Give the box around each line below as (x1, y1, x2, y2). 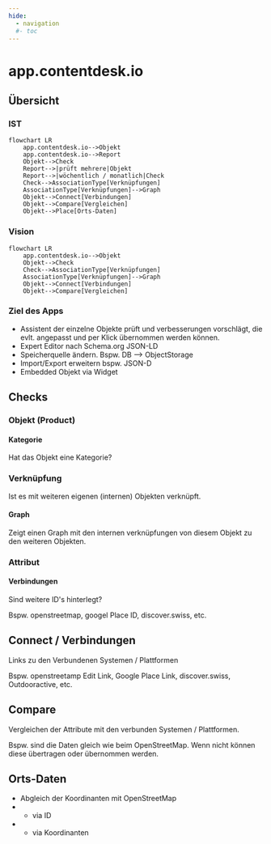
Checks (8, 390, 49, 405)
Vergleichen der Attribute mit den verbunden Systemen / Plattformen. (8, 724, 240, 734)
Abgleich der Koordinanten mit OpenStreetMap (19, 794, 177, 804)
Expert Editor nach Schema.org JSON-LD (19, 341, 159, 350)
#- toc (15, 27, 38, 35)
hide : (8, 11, 27, 20)
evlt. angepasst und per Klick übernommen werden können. (19, 333, 220, 342)
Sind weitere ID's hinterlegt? (8, 594, 103, 604)
